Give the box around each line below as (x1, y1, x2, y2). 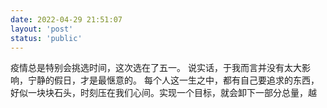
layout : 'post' (10, 24, 74, 34)
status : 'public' (10, 33, 83, 43)
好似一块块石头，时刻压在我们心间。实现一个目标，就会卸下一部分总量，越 (10, 87, 317, 99)
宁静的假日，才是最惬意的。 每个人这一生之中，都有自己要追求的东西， (27, 74, 320, 86)
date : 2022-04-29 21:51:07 (10, 14, 123, 25)
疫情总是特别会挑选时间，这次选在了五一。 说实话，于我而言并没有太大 (10, 62, 302, 74)
